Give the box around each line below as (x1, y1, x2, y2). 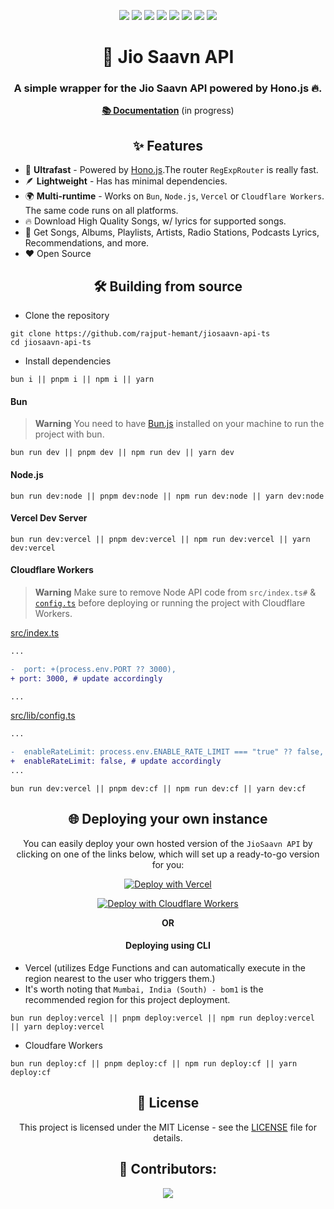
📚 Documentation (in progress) (101, 105, 235, 117)
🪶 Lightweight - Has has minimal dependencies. (24, 175, 228, 187)
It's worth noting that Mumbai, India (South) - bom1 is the (24, 983, 264, 995)
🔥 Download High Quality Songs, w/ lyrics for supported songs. (24, 215, 287, 227)
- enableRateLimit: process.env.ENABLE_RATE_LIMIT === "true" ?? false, (10, 747, 325, 757)
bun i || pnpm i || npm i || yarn (10, 375, 155, 385)
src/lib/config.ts (10, 710, 76, 722)
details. (153, 1131, 183, 1144)
